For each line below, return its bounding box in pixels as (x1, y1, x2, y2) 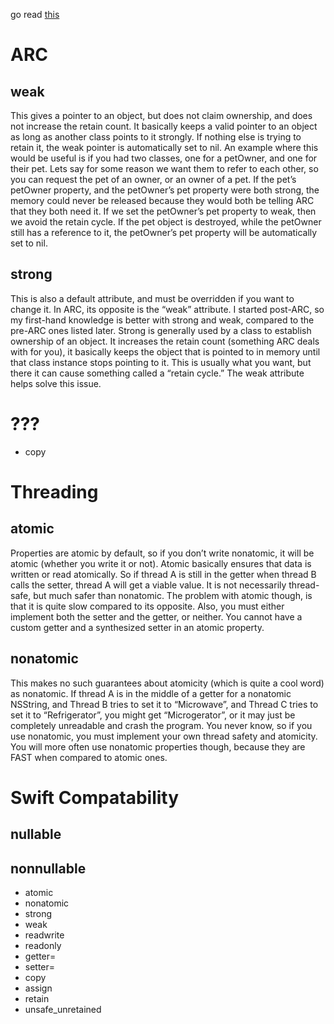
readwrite (24, 929, 65, 941)
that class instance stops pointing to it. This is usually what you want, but (10, 356, 312, 368)
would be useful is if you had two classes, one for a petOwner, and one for (10, 152, 318, 164)
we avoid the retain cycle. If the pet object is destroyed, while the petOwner (10, 216, 322, 228)
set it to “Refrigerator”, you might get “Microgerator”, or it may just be (10, 709, 296, 721)
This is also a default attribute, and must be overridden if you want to (10, 292, 295, 304)
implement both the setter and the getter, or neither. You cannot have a (10, 610, 303, 623)
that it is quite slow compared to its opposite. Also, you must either (10, 600, 285, 612)
